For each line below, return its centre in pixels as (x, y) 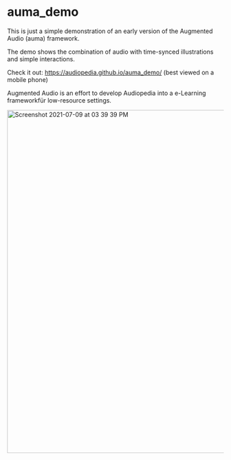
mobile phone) (27, 79)
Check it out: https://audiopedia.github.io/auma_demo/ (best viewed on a (111, 72)
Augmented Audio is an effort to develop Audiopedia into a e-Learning (107, 93)
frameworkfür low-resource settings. (59, 100)
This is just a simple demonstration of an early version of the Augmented (110, 31)
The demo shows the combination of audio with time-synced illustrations (110, 52)
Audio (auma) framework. (43, 38)
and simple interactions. (41, 59)
